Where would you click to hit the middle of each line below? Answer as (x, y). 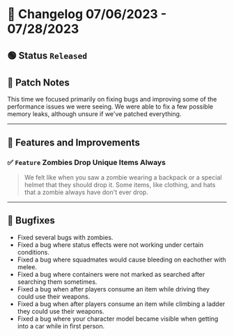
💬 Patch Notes (38, 82)
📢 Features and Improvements (74, 142)
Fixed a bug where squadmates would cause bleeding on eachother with (122, 259)
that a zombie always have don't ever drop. (86, 192)
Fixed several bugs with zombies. (65, 237)
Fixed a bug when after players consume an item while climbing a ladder (121, 304)
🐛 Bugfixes (31, 221)
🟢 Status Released (47, 55)
